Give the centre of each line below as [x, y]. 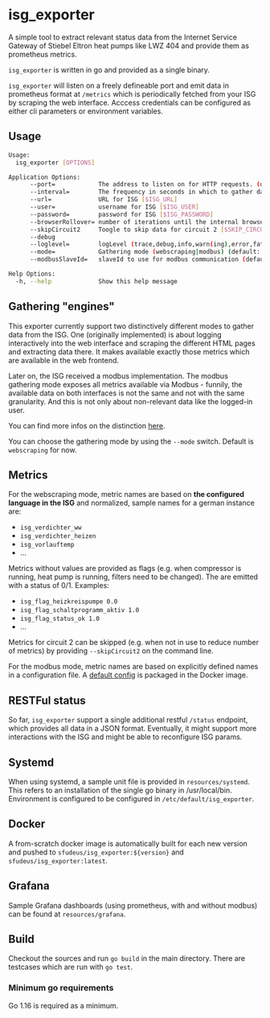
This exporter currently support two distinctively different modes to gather [131, 326]
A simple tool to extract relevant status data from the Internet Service [123, 37]
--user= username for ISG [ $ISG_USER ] [114, 207]
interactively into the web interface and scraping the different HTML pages [132, 343]
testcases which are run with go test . [71, 967]
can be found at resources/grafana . [67, 914]
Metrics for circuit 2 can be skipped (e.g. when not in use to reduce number [134, 643]
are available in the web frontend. [63, 360]
